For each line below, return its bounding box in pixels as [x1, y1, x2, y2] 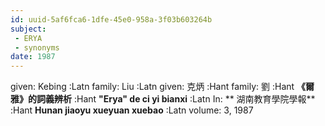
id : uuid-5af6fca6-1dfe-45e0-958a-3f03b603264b [10, 14, 213, 25]
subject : [10, 24, 47, 34]
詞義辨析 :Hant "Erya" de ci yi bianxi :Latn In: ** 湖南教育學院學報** [36, 93, 316, 105]
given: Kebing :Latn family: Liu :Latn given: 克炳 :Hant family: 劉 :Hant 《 [10, 81, 307, 93]
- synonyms [14, 42, 60, 53]
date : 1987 [10, 52, 56, 62]
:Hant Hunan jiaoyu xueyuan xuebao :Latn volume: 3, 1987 [10, 104, 254, 116]
